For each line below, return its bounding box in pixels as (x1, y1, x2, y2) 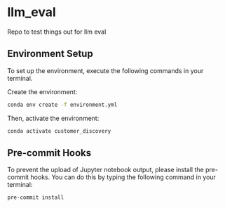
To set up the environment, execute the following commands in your (7, 66, 204, 74)
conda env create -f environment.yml (7, 101, 118, 108)
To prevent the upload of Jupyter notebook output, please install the (7, 166, 205, 174)
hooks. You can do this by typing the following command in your (30, 173, 216, 181)
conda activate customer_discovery (7, 127, 111, 134)
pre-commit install (7, 194, 64, 201)
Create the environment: (7, 87, 78, 96)
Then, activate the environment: (7, 114, 100, 122)
